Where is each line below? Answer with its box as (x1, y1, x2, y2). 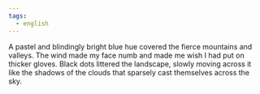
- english (15, 19, 49, 28)
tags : (8, 11, 27, 20)
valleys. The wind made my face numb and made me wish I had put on (8, 50, 245, 60)
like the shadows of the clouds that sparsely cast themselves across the (8, 67, 250, 77)
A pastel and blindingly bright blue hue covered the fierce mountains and (8, 41, 253, 51)
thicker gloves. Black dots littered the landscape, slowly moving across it (8, 58, 252, 69)
